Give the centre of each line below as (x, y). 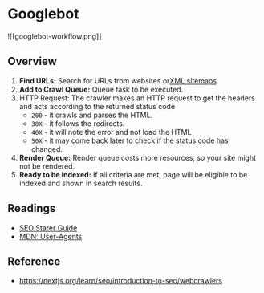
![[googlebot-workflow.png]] (55, 36)
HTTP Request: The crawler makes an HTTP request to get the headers (137, 98)
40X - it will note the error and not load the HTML (111, 132)
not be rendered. (47, 166)
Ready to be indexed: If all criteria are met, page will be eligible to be (133, 174)
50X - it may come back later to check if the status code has (130, 140)
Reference (34, 261)
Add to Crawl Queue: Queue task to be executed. (101, 89)
